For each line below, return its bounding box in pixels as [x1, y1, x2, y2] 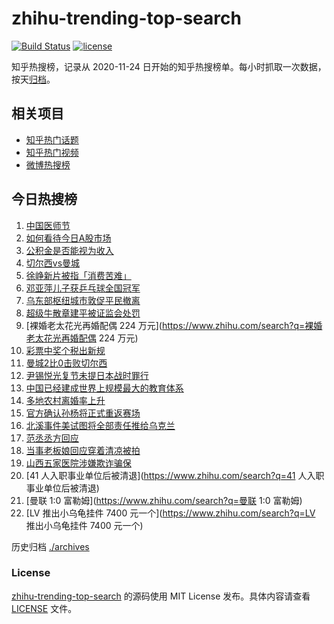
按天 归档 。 [11, 73, 56, 85]
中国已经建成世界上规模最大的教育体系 [25, 382, 184, 394]
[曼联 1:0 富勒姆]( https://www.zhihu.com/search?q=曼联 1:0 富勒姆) [25, 494, 303, 506]
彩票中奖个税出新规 [25, 344, 106, 356]
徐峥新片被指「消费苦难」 [25, 269, 132, 281]
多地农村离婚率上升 [25, 394, 106, 406]
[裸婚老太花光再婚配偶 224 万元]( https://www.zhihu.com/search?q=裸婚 [25, 319, 323, 331]
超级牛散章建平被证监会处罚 [25, 307, 141, 319]
